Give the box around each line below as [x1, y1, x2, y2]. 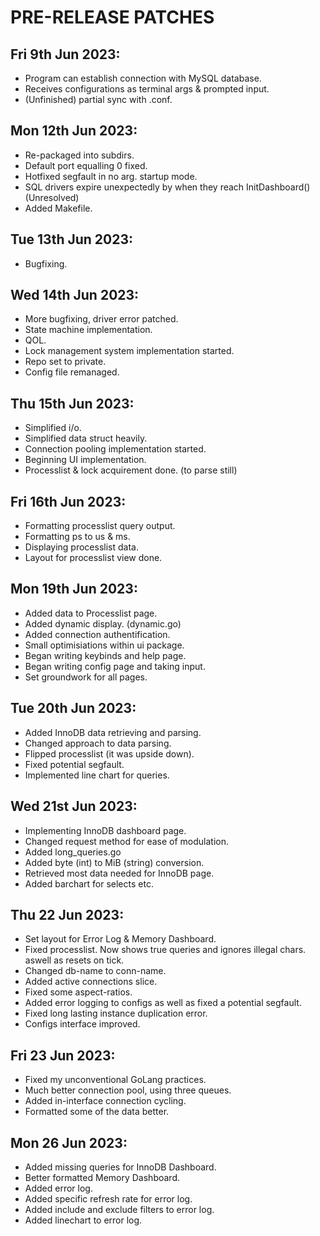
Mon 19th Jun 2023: [10, 581, 138, 598]
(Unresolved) [24, 191, 80, 203]
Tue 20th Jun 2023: [10, 700, 137, 717]
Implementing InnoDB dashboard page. [24, 824, 187, 836]
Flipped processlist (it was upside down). [24, 747, 195, 760]
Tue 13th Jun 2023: [10, 231, 134, 248]
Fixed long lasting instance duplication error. [24, 1007, 208, 1020]
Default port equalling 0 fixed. [24, 159, 148, 171]
